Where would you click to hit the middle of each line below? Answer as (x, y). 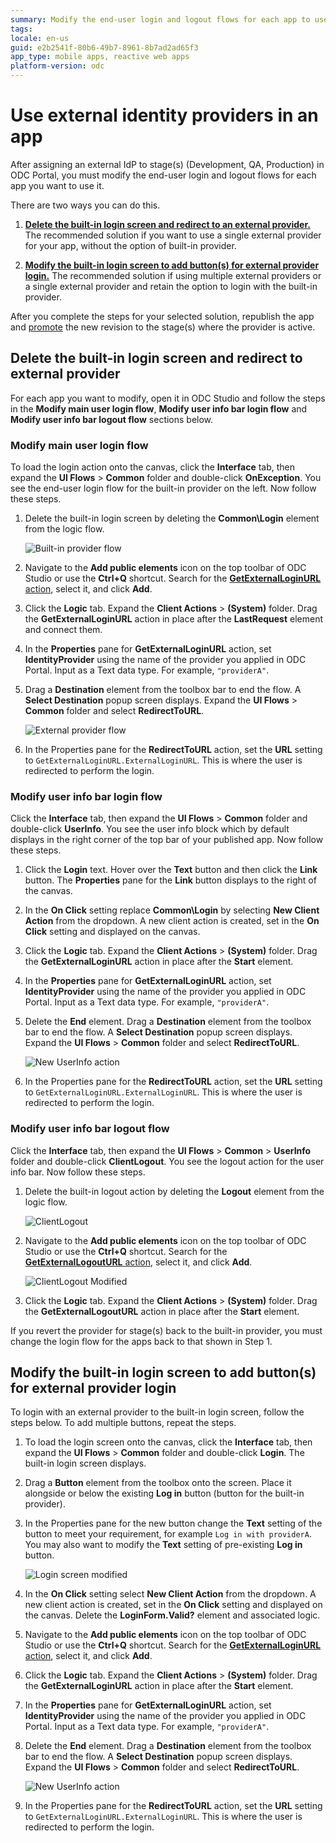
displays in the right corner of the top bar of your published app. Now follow (167, 840)
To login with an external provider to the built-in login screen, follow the (157, 1412)
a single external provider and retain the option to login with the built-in (171, 286)
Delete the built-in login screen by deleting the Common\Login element (172, 518)
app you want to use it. (57, 185)
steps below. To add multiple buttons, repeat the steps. (123, 1423)
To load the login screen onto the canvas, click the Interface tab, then (168, 1442)
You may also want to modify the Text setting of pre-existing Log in (163, 1545)
